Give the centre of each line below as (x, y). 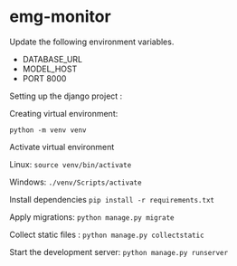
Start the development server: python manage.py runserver (119, 252)
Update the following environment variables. (92, 42)
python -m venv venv (48, 130)
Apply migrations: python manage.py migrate (92, 217)
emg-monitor (60, 17)
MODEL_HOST (50, 69)
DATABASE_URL (52, 59)
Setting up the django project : (66, 96)
